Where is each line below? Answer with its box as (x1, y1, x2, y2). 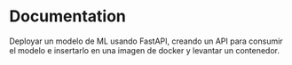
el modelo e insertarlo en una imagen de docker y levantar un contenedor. (9, 45, 280, 55)
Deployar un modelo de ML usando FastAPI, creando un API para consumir (9, 36, 283, 46)
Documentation (9, 6, 127, 27)
